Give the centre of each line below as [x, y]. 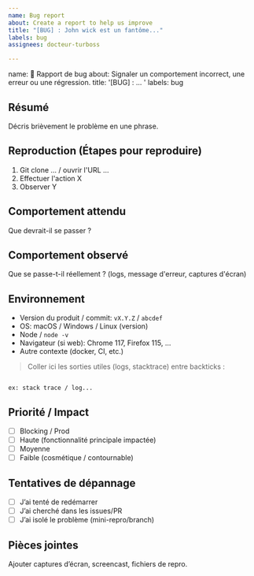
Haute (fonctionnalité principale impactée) [88, 440]
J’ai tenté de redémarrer [59, 502]
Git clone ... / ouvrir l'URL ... [64, 169]
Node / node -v [44, 335]
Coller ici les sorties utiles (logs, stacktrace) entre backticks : [126, 366]
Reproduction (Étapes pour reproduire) [105, 151]
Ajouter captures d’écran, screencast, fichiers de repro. [98, 564]
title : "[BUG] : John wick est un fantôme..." [86, 30]
